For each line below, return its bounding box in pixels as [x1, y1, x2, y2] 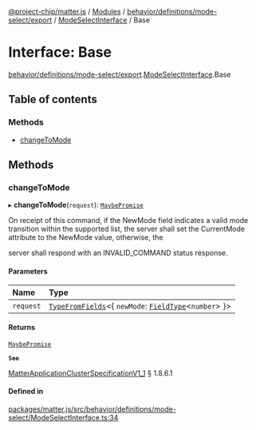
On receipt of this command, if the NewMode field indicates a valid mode [8, 216, 249, 225]
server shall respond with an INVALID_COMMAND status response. [8, 248, 229, 258]
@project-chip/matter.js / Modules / [8, 7, 126, 16]
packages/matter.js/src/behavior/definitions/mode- [8, 404, 177, 414]
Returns [8, 323, 36, 332]
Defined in [8, 387, 44, 396]
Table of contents [8, 93, 97, 106]
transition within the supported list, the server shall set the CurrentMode [8, 224, 246, 234]
